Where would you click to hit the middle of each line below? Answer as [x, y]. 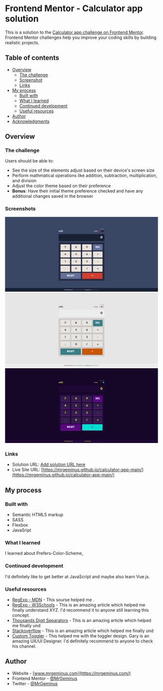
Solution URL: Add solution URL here [49, 464]
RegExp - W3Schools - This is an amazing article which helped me [79, 605]
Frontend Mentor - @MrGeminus [45, 678]
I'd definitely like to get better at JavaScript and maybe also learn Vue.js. [78, 576]
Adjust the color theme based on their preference [61, 186]
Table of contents [32, 58]
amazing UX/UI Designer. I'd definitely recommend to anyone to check [82, 641]
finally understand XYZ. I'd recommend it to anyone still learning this [80, 610]
